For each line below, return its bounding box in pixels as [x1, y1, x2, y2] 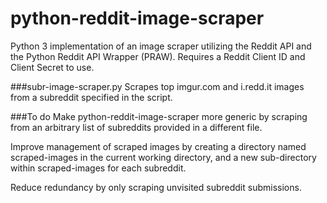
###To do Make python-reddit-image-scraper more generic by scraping [10, 110, 308, 122]
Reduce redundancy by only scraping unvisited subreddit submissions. [10, 181, 302, 193]
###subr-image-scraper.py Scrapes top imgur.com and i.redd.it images [10, 80, 305, 92]
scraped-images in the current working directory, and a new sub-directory [10, 151, 317, 163]
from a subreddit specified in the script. [10, 91, 173, 103]
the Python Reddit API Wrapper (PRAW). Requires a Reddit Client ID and [10, 50, 306, 62]
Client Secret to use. [10, 61, 95, 73]
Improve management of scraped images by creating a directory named [10, 140, 307, 152]
